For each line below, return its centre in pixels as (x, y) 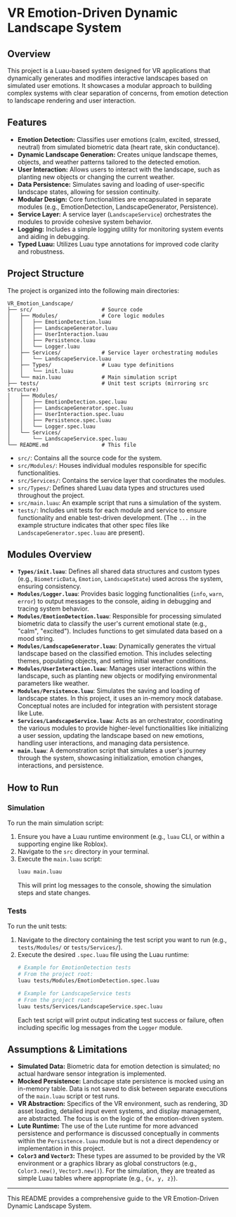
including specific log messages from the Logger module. (100, 1027)
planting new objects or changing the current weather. (96, 176)
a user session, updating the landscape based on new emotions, (111, 736)
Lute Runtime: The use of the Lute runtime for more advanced (108, 1126)
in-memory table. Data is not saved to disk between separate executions (122, 1089)
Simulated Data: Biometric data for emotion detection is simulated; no (119, 1067)
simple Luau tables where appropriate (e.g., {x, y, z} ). (97, 1178)
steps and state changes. (54, 893)
